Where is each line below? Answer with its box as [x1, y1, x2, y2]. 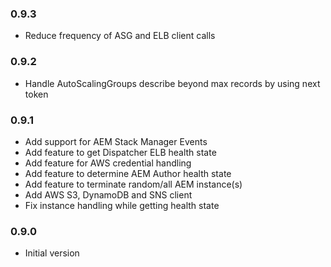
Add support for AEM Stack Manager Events [24, 135, 208, 147]
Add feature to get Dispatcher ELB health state [24, 146, 217, 158]
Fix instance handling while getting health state [24, 199, 220, 211]
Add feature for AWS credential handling [24, 157, 192, 169]
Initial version [24, 247, 80, 259]
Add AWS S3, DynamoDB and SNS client [24, 188, 193, 201]
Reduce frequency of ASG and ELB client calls [24, 30, 216, 42]
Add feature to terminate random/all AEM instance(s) [24, 178, 243, 190]
